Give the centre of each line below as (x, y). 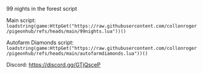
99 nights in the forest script (42, 9)
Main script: (21, 20)
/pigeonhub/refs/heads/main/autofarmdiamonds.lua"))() (77, 54)
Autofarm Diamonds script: (40, 42)
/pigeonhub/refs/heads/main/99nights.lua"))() (66, 31)
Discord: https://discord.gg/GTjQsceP (53, 65)
